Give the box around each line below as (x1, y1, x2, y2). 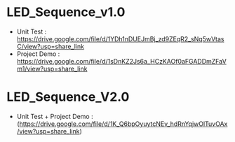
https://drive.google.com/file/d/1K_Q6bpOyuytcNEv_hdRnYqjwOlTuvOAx (19, 120, 228, 128)
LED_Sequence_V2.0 (6, 89, 130, 105)
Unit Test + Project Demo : (16, 112, 93, 120)
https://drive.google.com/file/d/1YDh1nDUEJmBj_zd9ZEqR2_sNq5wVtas (16, 34, 224, 43)
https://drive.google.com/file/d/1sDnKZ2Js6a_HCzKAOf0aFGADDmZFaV (16, 57, 227, 65)
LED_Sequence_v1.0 (6, 4, 126, 20)
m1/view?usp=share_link (16, 64, 88, 73)
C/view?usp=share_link (16, 42, 85, 50)
